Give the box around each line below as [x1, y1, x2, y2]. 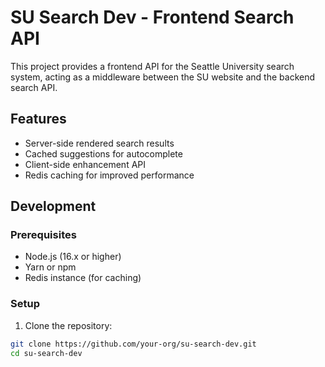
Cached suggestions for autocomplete [24, 147, 183, 160]
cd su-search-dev [10, 348, 83, 358]
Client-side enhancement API [24, 158, 147, 170]
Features [10, 111, 67, 128]
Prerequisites [10, 228, 77, 242]
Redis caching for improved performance [24, 169, 195, 181]
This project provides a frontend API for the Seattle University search [10, 60, 295, 72]
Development [10, 198, 97, 215]
